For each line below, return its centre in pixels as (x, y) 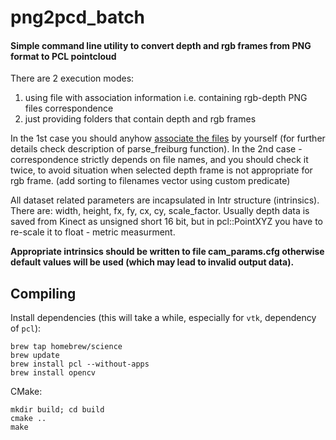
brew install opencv (53, 373)
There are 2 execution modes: (72, 78)
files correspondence (69, 108)
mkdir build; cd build (57, 410)
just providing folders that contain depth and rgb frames (140, 119)
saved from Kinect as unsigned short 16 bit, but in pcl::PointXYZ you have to (167, 222)
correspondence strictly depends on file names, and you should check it (159, 160)
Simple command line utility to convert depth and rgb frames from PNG (161, 45)
